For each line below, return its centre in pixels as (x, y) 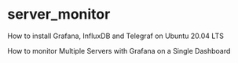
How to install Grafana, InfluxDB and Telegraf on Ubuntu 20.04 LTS (116, 36)
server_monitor (59, 14)
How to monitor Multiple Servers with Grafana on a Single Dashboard (119, 51)
